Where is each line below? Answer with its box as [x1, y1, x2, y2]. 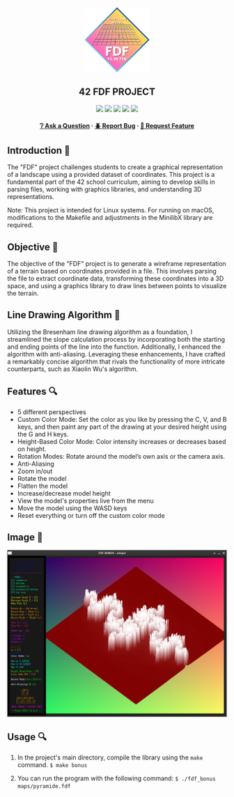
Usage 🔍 [7, 731, 47, 743]
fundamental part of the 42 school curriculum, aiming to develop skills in [7, 177, 216, 187]
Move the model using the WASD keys [17, 504, 127, 512]
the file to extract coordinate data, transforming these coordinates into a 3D [7, 274, 224, 283]
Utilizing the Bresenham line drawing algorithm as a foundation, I [7, 327, 193, 336]
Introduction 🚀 [7, 144, 71, 156]
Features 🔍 [7, 386, 58, 397]
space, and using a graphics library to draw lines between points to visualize [7, 282, 227, 290]
